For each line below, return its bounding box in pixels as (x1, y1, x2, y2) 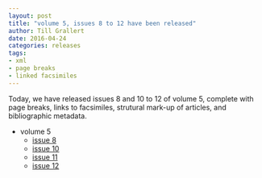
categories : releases (8, 42, 81, 50)
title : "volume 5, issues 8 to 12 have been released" (8, 19, 197, 27)
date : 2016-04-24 (8, 34, 67, 43)
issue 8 (31, 135, 56, 145)
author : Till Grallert (8, 27, 85, 35)
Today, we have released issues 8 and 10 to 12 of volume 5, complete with (8, 93, 254, 103)
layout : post (8, 11, 52, 20)
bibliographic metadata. (8, 110, 87, 121)
